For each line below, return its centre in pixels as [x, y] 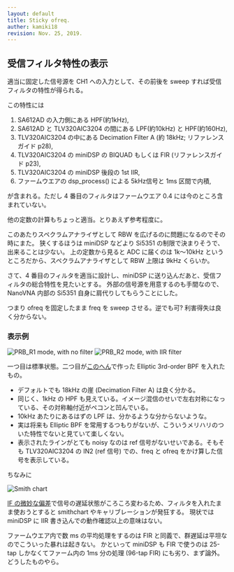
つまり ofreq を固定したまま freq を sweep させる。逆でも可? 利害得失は [111, 308]
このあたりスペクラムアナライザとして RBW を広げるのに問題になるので [110, 234]
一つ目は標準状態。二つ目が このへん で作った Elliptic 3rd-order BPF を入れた [116, 366]
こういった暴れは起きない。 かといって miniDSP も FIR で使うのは [114, 544]
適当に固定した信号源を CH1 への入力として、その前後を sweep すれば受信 [115, 82]
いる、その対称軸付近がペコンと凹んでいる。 [88, 408]
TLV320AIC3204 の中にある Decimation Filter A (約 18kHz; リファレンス [121, 138]
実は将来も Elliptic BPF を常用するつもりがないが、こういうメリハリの [118, 425]
